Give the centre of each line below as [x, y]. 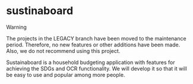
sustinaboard [40, 11]
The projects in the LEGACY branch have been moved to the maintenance [96, 38]
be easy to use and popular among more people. [66, 75]
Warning [16, 27]
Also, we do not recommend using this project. [63, 51]
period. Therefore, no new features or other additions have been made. [93, 45]
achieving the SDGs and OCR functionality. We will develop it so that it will [96, 68]
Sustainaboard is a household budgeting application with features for [91, 62]
